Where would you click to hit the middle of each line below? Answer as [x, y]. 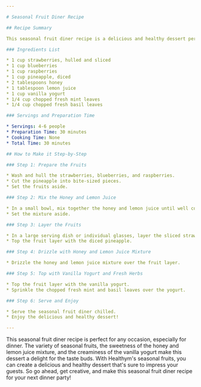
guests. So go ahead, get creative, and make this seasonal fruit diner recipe [99, 371]
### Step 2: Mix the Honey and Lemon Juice [61, 198]
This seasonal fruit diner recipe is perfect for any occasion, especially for [96, 340]
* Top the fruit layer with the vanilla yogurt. [68, 284]
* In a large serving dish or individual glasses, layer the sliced [93, 235]
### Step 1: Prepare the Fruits [46, 165]
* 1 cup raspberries [32, 72]
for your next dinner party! [39, 377]
